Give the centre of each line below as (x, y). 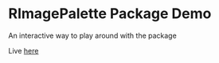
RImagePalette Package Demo (110, 14)
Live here (23, 50)
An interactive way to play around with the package (92, 35)
